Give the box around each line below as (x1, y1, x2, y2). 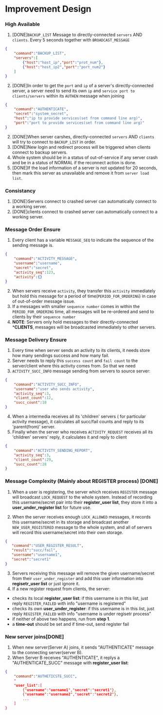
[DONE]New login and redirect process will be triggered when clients (12, 144, 151, 150)
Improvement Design (5, 3, 91, 15)
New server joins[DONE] (5, 633, 64, 640)
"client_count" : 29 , (14, 457, 54, 462)
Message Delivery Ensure (5, 336, 67, 343)
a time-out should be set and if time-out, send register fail (12, 621, 129, 627)
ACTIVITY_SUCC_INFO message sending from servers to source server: (12, 368, 151, 374)
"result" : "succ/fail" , (11, 548, 57, 553)
